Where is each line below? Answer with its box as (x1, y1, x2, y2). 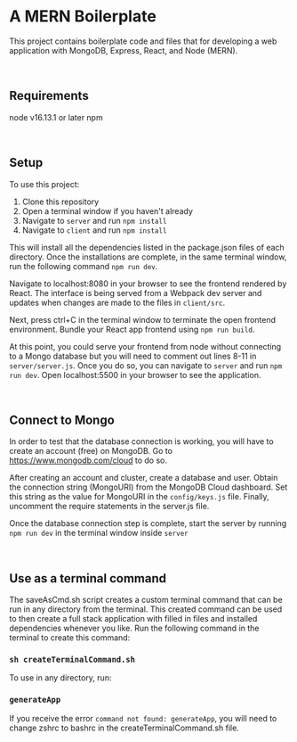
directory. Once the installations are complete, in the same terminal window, (9, 251, 287, 262)
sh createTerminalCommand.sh (9, 655, 136, 665)
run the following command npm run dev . (9, 260, 158, 271)
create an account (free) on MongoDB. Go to (9, 446, 173, 457)
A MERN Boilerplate (9, 6, 157, 27)
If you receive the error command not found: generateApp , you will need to (9, 713, 277, 723)
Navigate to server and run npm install (21, 215, 167, 226)
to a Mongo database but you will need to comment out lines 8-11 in (9, 350, 257, 361)
